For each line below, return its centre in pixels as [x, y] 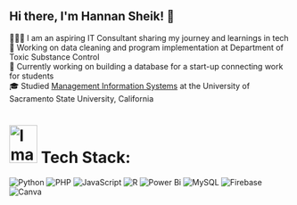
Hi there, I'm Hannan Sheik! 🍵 [92, 16]
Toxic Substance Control [54, 57]
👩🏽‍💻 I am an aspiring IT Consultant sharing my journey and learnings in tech [149, 37]
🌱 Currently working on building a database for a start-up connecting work [146, 66]
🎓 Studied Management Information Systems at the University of [130, 86]
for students [32, 76]
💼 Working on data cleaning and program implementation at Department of [146, 47]
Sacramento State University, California [82, 98]
